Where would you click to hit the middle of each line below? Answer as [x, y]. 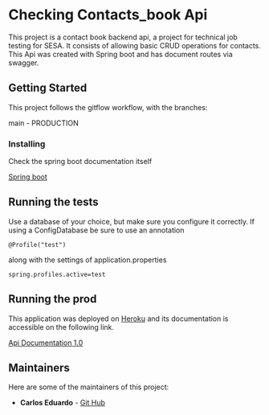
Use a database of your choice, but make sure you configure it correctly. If [132, 221]
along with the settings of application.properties [88, 260]
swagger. [24, 63]
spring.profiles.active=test [57, 274]
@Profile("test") [37, 244]
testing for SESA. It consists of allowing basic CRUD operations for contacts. [134, 45]
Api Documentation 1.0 [46, 343]
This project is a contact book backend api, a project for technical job [123, 37]
